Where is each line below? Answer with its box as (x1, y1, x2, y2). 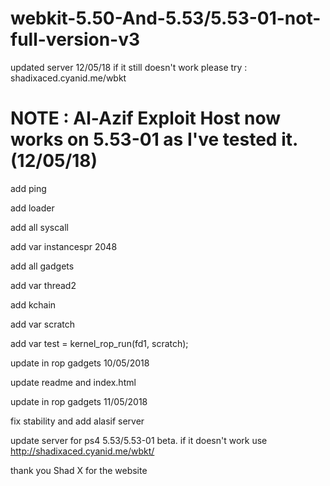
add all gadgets (10, 260, 75, 272)
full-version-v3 (10, 28, 141, 51)
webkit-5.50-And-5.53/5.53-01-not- (10, 7, 322, 30)
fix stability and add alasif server (10, 415, 145, 427)
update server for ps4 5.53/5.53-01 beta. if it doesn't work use (10, 434, 268, 446)
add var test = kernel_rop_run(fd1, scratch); (10, 337, 189, 349)
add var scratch (10, 318, 76, 330)
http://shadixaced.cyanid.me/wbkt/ (10, 445, 155, 457)
